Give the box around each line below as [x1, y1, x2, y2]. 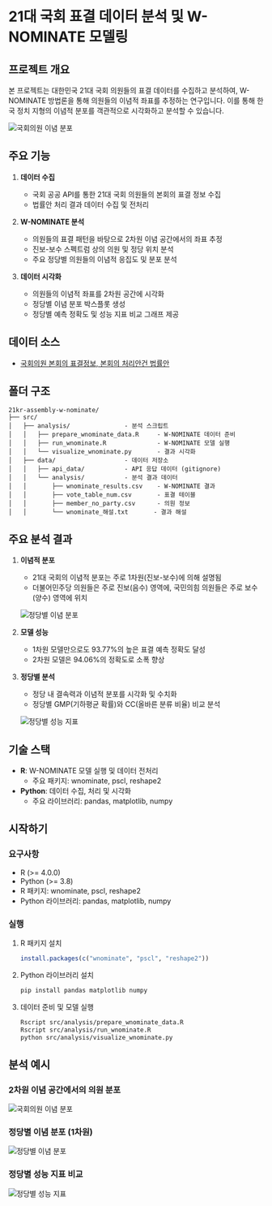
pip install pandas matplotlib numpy [19, 986, 148, 994]
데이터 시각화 [19, 271, 62, 281]
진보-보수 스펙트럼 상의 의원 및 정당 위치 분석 [32, 244, 174, 254]
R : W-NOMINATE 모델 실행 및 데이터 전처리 [19, 766, 159, 776]
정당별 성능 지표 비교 [8, 1169, 83, 1180]
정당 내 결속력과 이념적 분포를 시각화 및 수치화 [32, 689, 177, 699]
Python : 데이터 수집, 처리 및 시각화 [19, 786, 132, 796]
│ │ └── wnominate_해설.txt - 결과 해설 [8, 508, 187, 516]
